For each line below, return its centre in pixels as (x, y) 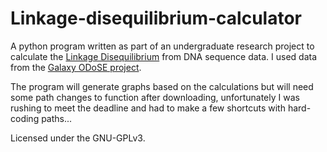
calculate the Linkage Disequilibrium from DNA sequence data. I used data (164, 56)
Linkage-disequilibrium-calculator (156, 18)
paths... (57, 118)
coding (25, 118)
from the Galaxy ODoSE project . (76, 67)
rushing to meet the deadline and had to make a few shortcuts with (148, 108)
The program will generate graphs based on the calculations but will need (162, 86)
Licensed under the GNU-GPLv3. (78, 138)
